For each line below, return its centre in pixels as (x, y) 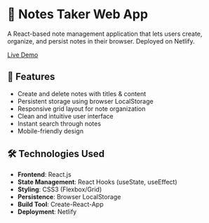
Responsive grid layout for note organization (81, 109)
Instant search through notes (59, 123)
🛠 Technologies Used (56, 154)
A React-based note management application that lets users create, (105, 34)
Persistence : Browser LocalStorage (69, 196)
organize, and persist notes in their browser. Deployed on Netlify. (101, 41)
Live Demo (23, 55)
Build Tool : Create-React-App (60, 204)
